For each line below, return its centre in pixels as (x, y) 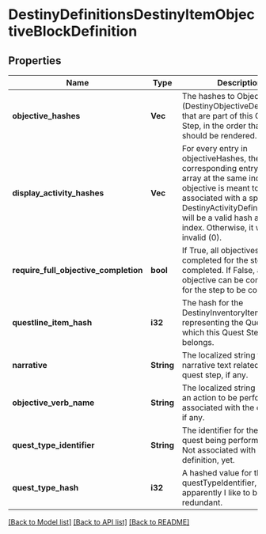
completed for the (215, 260)
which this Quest (213, 332)
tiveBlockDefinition (73, 31)
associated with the (218, 407)
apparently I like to (216, 492)
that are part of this (217, 116)
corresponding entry (220, 168)
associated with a (215, 198)
